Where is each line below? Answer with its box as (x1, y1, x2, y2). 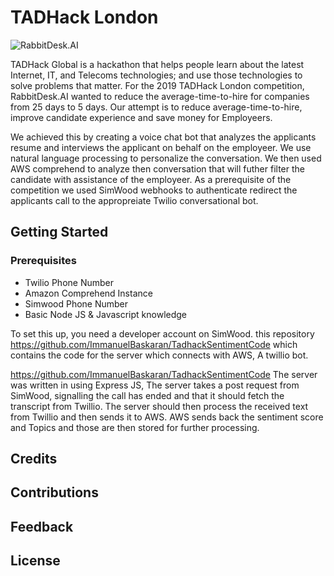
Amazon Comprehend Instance (24, 287, 153, 299)
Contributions (10, 484, 99, 501)
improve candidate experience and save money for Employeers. (10, 111, 273, 123)
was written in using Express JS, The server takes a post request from (10, 379, 300, 391)
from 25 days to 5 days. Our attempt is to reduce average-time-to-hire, (10, 101, 303, 113)
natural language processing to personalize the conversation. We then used (10, 152, 322, 164)
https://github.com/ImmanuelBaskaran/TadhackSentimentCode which (10, 338, 298, 350)
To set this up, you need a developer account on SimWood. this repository (10, 327, 315, 340)
